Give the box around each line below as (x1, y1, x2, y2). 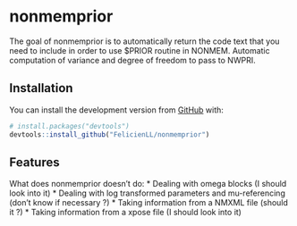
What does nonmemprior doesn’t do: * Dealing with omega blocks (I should (9, 179, 287, 189)
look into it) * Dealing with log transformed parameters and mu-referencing (9, 188, 286, 198)
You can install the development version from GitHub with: (9, 105, 224, 115)
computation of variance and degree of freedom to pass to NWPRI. (9, 54, 257, 65)
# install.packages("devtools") (9, 121, 130, 130)
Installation (9, 80, 73, 96)
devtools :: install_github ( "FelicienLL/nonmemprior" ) (9, 130, 210, 139)
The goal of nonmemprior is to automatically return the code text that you (9, 36, 280, 46)
